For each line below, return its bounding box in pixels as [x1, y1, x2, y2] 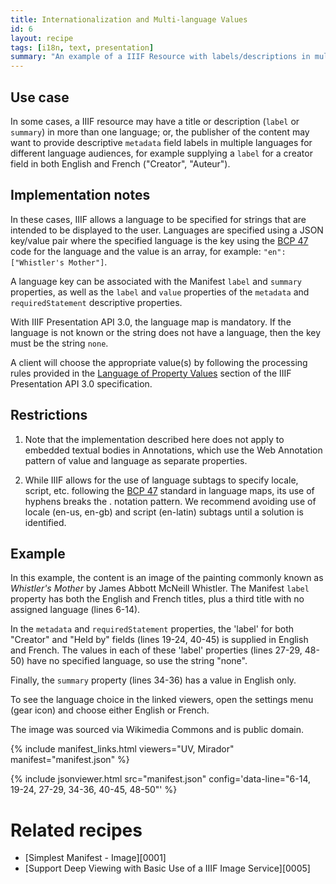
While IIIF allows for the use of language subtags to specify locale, [24, 474, 299, 486]
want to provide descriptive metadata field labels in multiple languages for [10, 136, 313, 148]
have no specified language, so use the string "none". [26, 655, 248, 667]
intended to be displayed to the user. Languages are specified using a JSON [10, 224, 324, 236]
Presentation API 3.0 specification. [10, 377, 153, 390]
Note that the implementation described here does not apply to [24, 433, 285, 445]
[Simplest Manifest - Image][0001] [24, 852, 167, 864]
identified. [24, 516, 67, 528]
